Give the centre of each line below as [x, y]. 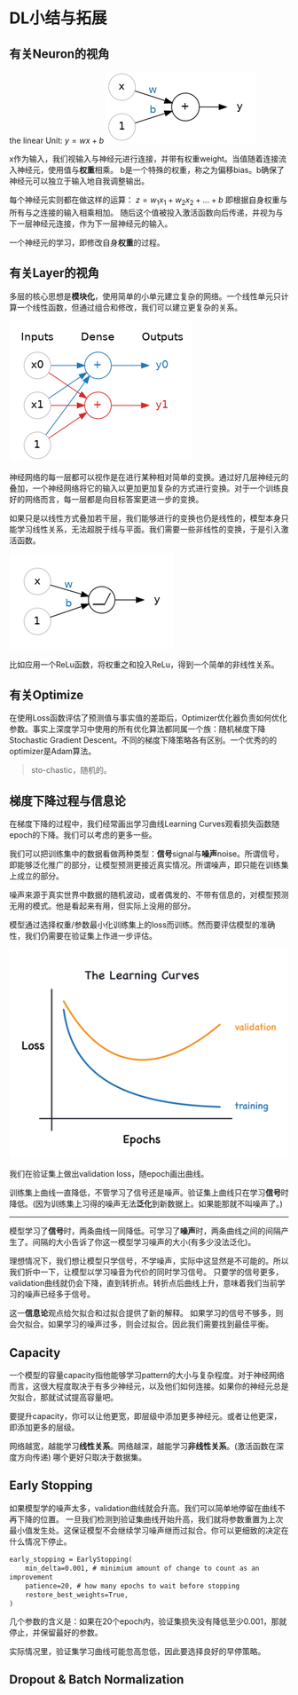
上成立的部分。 [36, 876]
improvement [31, 1577]
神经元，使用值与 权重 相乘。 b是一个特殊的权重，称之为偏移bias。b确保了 [151, 170]
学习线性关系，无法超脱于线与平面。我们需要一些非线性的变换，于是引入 [149, 529]
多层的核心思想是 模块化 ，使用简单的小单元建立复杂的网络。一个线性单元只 [145, 296]
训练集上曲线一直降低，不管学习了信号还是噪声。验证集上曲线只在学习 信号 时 [149, 1193]
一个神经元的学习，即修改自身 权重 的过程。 [87, 242]
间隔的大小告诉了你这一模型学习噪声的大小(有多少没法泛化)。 [144, 1242]
